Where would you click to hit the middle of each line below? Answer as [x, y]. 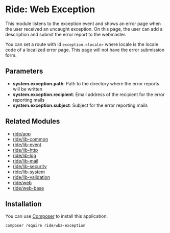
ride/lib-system [29, 172]
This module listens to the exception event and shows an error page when [83, 24]
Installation [23, 204]
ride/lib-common [30, 139]
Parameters [24, 71]
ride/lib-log [25, 155]
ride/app [22, 133]
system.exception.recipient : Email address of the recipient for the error [89, 94]
